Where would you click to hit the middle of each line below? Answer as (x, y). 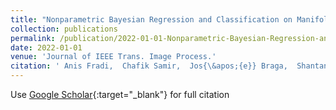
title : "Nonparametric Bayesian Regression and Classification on (151, 19)
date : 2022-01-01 (46, 47)
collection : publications (64, 29)
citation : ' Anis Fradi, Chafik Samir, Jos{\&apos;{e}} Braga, (149, 66)
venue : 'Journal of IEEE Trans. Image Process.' (113, 57)
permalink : (33, 38)
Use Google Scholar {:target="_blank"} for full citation (120, 94)
